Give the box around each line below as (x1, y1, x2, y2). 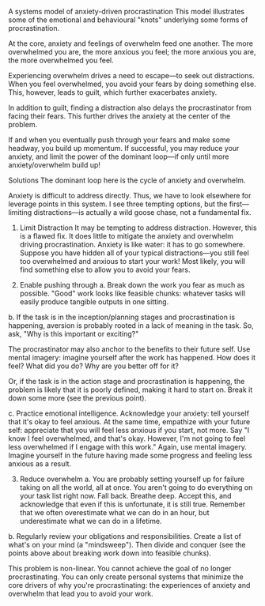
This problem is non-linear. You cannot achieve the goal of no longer (8, 564, 232, 573)
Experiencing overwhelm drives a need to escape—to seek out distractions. (8, 71, 255, 80)
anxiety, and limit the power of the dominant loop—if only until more (8, 152, 229, 161)
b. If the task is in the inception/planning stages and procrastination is (8, 312, 236, 322)
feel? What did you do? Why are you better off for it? (8, 361, 180, 371)
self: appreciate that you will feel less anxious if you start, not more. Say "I (8, 426, 250, 435)
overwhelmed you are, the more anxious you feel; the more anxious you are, (8, 47, 256, 56)
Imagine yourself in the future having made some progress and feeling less (8, 450, 252, 460)
